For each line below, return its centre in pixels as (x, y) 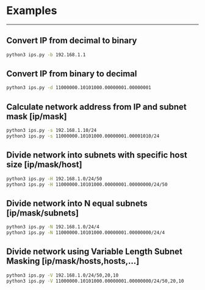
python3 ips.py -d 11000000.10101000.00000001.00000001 (79, 88)
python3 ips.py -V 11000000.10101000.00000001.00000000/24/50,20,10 (95, 281)
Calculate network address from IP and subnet (97, 107)
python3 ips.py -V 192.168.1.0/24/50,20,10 (63, 275)
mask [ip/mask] (37, 116)
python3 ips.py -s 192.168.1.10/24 (52, 131)
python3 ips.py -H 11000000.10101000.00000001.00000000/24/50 (87, 184)
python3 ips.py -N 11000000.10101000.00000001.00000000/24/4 (86, 233)
